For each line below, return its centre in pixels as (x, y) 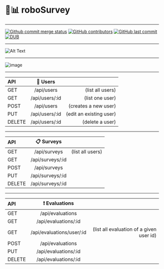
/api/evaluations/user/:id (59, 232)
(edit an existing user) (91, 114)
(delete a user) (99, 122)
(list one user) (100, 98)
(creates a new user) (92, 106)
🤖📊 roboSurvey (38, 10)
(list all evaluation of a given (124, 229)
